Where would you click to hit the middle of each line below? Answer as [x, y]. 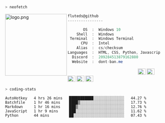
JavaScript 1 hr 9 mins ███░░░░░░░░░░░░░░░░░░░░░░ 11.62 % [76, 111]
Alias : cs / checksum [99, 48]
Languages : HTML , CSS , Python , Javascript [115, 52]
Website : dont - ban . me [98, 62]
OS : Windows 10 [102, 30]
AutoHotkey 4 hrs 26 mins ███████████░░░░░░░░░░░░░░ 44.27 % [76, 98]
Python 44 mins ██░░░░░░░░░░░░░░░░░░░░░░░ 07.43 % [76, 115]
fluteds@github [83, 16]
